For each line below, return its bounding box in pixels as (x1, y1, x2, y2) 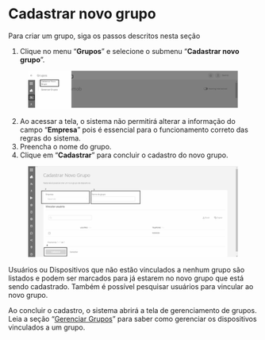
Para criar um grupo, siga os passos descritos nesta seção (8, 31, 201, 41)
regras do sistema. (19, 133, 81, 143)
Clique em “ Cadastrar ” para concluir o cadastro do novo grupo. (19, 150, 229, 160)
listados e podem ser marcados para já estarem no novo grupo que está (8, 273, 244, 283)
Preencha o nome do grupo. (19, 142, 112, 152)
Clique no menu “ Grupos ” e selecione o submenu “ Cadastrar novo (19, 46, 240, 56)
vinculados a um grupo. (8, 323, 86, 332)
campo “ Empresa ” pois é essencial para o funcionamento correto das (19, 125, 248, 135)
